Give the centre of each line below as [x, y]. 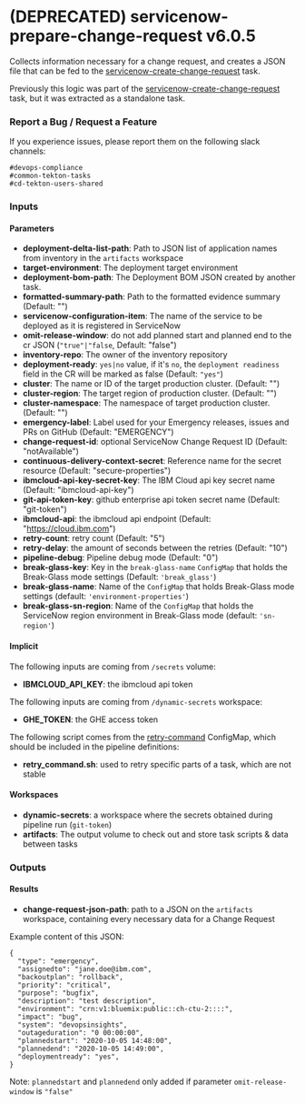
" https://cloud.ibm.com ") [69, 528]
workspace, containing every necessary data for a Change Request [148, 918]
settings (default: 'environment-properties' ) [105, 597]
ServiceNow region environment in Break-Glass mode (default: [140, 616]
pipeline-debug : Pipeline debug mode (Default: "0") [120, 557]
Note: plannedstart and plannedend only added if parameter [121, 1081]
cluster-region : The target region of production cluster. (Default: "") [149, 394]
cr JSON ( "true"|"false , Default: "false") [99, 345]
